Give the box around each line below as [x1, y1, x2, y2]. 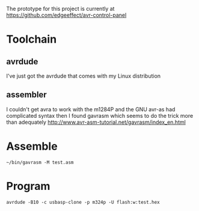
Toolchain [6, 32, 57, 46]
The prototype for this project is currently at [6, 5, 115, 12]
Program [6, 179, 51, 193]
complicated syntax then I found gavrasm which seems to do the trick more [6, 112, 194, 119]
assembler [6, 90, 47, 100]
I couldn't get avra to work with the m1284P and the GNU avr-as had [6, 105, 176, 113]
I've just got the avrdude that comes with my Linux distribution [6, 72, 161, 79]
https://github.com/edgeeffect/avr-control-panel [6, 11, 127, 19]
